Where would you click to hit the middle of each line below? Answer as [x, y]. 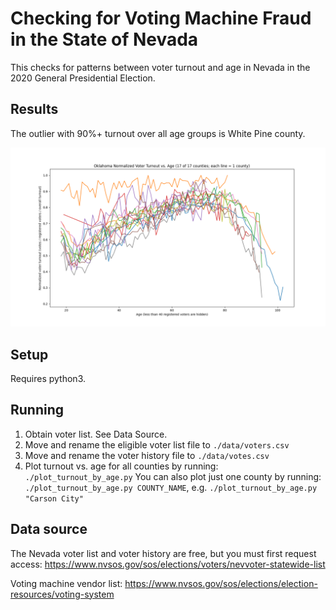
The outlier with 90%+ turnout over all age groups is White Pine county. [158, 133]
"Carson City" [54, 498]
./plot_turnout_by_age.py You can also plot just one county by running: [173, 476]
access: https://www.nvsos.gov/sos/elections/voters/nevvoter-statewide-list [168, 564]
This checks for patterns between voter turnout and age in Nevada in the [160, 67]
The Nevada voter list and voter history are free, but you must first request [163, 553]
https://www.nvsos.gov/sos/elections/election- [221, 583]
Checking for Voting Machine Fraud [161, 18]
